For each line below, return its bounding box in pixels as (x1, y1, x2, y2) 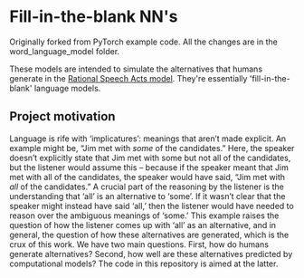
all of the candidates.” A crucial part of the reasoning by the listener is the (9, 181, 285, 192)
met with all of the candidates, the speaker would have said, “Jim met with (9, 171, 286, 182)
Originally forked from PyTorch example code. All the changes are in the (9, 36, 278, 47)
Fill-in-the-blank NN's (9, 6, 178, 27)
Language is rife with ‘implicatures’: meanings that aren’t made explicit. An (9, 133, 287, 144)
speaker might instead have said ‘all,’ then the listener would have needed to (9, 200, 294, 211)
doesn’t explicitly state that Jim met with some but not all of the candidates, (9, 152, 291, 163)
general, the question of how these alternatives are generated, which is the (9, 229, 290, 240)
